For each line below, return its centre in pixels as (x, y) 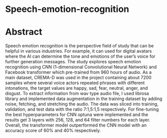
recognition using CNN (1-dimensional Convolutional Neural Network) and (81, 67)
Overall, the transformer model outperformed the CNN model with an (76, 125)
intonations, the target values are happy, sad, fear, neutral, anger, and (77, 88)
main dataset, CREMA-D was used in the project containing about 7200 (79, 78)
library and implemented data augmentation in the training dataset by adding (84, 99)
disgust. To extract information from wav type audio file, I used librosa (77, 94)
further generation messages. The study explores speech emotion (73, 62)
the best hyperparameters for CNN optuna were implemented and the (77, 115)
